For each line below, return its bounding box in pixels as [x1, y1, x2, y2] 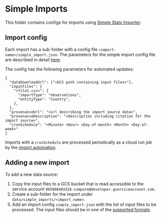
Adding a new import [5, 159, 69, 167]
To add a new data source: [5, 171, 58, 177]
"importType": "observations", [17, 92, 81, 98]
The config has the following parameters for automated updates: [5, 66, 134, 72]
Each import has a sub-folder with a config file [5, 46, 98, 52]
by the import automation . [5, 144, 57, 150]
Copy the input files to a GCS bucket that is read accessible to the [12, 181, 144, 186]
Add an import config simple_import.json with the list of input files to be [12, 201, 157, 207]
